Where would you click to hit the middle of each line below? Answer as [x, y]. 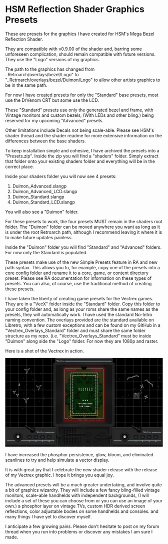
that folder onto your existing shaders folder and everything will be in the [80, 161]
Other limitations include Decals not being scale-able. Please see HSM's [79, 130]
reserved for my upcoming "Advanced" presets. [54, 120]
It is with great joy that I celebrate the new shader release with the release [81, 470]
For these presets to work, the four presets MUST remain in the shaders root [84, 221]
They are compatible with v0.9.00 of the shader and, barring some [74, 49]
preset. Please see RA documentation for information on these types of [78, 278]
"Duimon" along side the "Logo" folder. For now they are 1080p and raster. [82, 341]
